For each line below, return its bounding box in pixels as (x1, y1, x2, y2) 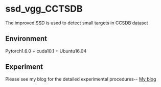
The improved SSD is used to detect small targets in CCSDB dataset (5, 20, 148, 26)
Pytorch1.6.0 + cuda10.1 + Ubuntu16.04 (5, 48, 87, 54)
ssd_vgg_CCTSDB (5, 3, 83, 15)
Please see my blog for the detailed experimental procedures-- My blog (5, 76, 156, 82)
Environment (5, 34, 48, 43)
